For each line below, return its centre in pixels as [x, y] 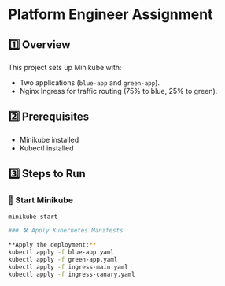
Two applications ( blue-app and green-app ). [89, 83]
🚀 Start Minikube [41, 200]
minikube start [33, 217]
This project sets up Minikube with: [65, 67]
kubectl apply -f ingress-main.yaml [68, 267]
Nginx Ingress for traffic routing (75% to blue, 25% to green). [118, 91]
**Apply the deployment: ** [52, 245]
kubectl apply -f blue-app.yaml [61, 253]
